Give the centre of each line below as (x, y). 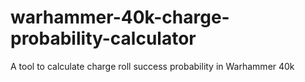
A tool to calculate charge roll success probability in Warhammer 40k (152, 66)
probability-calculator (103, 38)
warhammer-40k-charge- (120, 17)
